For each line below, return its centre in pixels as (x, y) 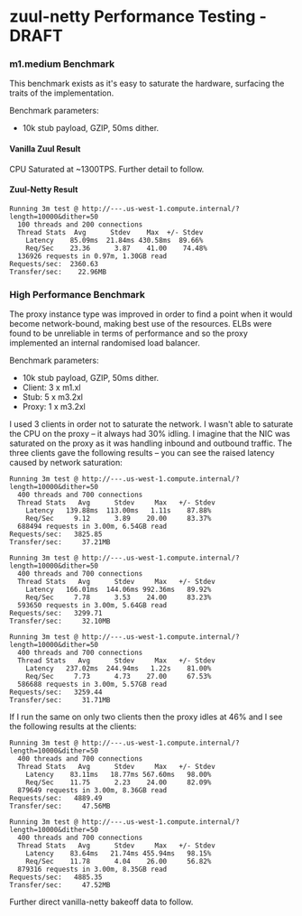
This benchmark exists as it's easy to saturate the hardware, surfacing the (147, 84)
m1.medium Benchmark (62, 64)
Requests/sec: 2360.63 (54, 264)
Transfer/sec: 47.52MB (60, 885)
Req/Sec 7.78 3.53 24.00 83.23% (119, 597)
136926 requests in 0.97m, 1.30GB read (92, 256)
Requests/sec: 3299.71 (56, 614)
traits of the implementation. (62, 93)
